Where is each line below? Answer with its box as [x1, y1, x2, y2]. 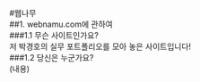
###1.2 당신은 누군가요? [9, 53, 94, 62]
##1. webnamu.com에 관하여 [9, 19, 114, 29]
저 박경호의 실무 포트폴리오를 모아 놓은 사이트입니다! [9, 41, 191, 52]
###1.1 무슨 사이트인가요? [9, 30, 99, 40]
